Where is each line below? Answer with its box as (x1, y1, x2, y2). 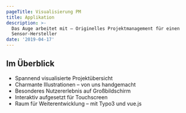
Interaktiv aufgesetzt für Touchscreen (14, 93, 108, 100)
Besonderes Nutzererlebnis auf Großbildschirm (14, 87, 131, 94)
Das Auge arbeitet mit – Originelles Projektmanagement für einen (11, 25, 180, 32)
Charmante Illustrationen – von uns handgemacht (14, 81, 136, 88)
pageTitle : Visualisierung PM (6, 8, 82, 15)
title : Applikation (6, 14, 55, 20)
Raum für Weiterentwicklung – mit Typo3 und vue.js (14, 100, 142, 107)
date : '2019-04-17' (6, 36, 55, 42)
